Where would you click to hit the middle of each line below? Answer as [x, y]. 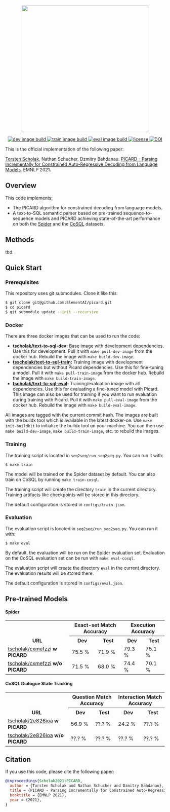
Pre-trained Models [37, 599]
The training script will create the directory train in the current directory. [81, 489]
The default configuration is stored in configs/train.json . [66, 504]
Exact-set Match [95, 625]
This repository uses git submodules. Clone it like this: [61, 293]
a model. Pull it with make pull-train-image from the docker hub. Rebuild [88, 373]
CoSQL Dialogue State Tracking [39, 684]
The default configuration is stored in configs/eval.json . [65, 583]
